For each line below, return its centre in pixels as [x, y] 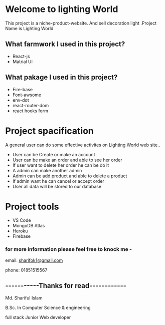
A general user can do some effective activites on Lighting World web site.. [83, 145]
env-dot [21, 100]
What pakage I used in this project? [61, 77]
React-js [21, 56]
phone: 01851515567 [26, 270]
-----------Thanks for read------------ [66, 286]
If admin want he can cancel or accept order [58, 181]
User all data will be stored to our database [57, 186]
